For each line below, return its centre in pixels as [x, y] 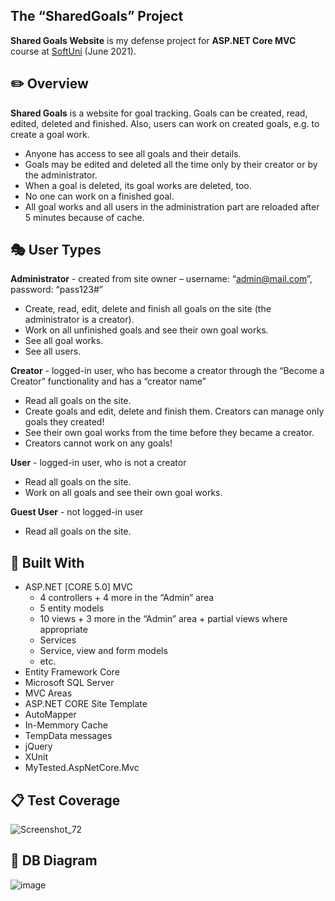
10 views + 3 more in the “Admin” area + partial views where [163, 619]
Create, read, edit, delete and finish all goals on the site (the [148, 309]
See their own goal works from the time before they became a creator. [169, 433]
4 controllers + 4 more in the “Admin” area [127, 598]
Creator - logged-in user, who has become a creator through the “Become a [167, 371]
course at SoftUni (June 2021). [73, 51]
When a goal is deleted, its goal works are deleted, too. [138, 185]
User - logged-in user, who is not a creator [98, 463]
